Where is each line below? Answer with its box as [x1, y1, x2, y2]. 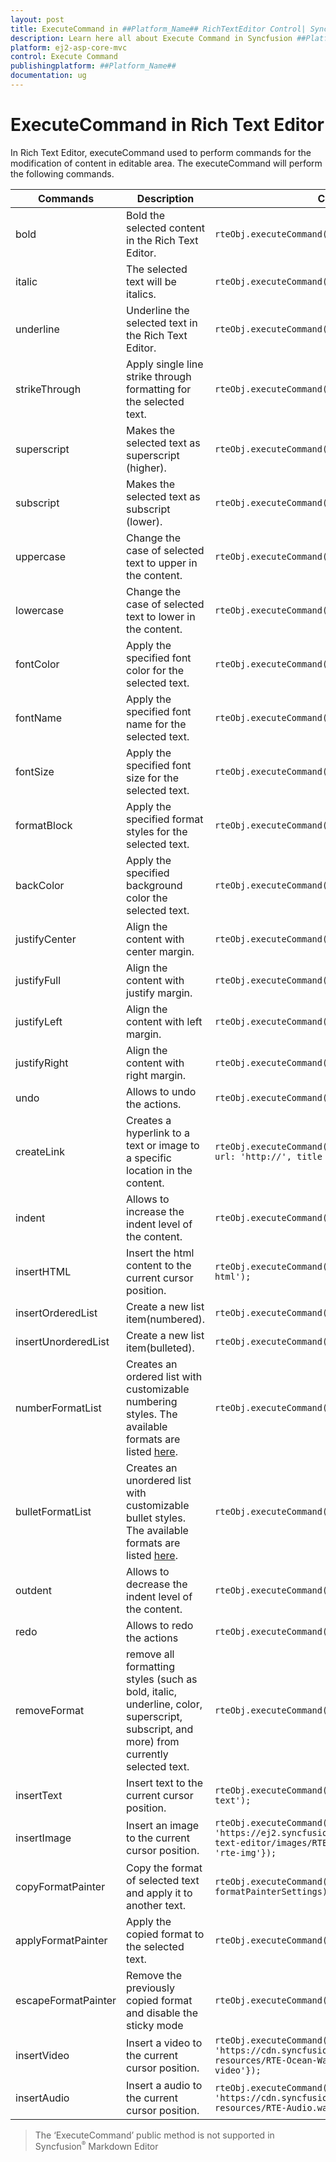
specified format [126, 812, 204, 826]
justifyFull [15, 973, 61, 987]
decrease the [126, 1577, 188, 1591]
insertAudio [15, 2091, 70, 2105]
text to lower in [126, 609, 196, 623]
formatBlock [15, 818, 73, 832]
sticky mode [126, 2018, 184, 2032]
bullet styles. [126, 1511, 186, 1525]
